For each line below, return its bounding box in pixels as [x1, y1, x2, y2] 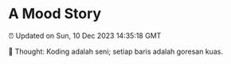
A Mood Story [8, 5, 102, 23]
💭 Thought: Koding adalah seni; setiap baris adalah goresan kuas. [8, 47, 223, 56]
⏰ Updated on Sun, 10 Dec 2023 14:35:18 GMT [8, 31, 162, 40]
